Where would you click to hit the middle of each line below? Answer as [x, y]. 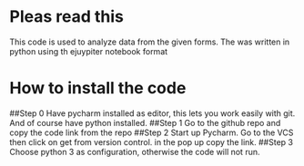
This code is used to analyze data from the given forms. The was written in [150, 42]
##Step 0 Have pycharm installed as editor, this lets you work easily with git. [152, 113]
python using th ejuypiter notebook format [89, 51]
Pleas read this [67, 17]
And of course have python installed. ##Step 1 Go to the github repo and [145, 122]
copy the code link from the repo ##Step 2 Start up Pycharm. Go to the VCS [152, 132]
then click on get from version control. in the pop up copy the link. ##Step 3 [152, 142]
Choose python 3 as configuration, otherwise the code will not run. [135, 151]
